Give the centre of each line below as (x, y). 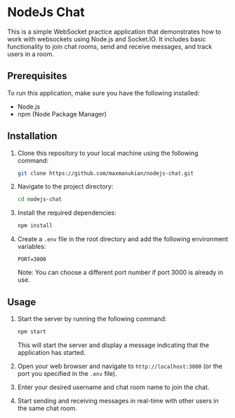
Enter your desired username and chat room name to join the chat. (113, 387)
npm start (32, 332)
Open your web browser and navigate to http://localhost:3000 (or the (120, 366)
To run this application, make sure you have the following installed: (103, 93)
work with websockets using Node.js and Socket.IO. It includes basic (107, 39)
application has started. (52, 352)
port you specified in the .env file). (67, 373)
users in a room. (31, 54)
